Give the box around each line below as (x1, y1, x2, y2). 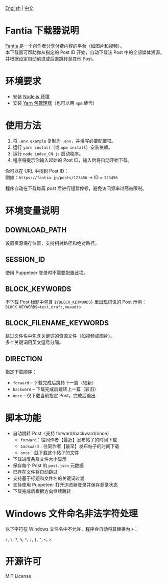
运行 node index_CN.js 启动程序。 (12, 150, 84, 157)
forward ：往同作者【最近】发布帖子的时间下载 (20, 437, 117, 443)
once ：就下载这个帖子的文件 (20, 450, 79, 456)
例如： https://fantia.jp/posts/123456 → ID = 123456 (5, 174, 118, 180)
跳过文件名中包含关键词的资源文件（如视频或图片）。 (5, 333, 115, 339)
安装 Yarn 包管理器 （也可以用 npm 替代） (12, 100, 98, 106)
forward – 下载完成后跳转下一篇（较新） (12, 380, 97, 386)
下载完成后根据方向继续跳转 (12, 488, 71, 494)
